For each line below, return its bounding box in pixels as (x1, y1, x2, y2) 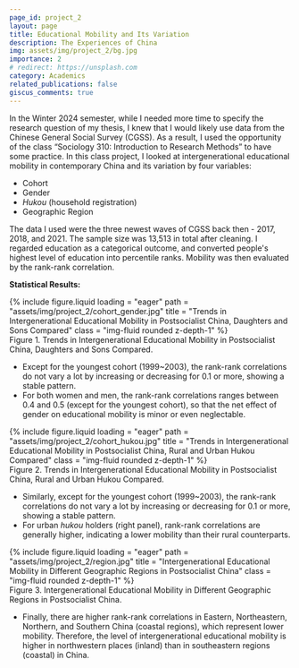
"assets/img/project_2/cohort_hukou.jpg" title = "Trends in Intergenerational (9, 435, 289, 446)
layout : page (9, 21, 58, 30)
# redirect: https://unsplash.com (9, 64, 138, 73)
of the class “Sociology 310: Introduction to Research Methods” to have (9, 141, 272, 152)
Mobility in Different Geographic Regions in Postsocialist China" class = (9, 565, 272, 576)
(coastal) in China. (21, 649, 90, 660)
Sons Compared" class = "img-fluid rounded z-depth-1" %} (9, 324, 228, 336)
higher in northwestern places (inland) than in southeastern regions (21, 639, 270, 650)
